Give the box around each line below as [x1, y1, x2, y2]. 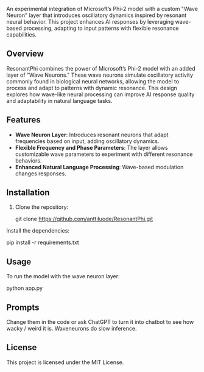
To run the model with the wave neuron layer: [6, 273, 120, 280]
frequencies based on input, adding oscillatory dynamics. [15, 137, 160, 145]
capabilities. [6, 31, 37, 38]
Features [6, 115, 41, 125]
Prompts [6, 302, 40, 312]
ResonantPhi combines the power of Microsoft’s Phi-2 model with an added [6, 65, 196, 72]
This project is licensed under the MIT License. [6, 359, 124, 366]
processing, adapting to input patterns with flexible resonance [23, 24, 179, 32]
